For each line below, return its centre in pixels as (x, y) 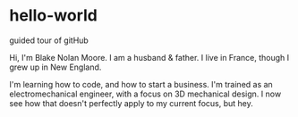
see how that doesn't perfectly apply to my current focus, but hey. (131, 103)
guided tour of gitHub (49, 40)
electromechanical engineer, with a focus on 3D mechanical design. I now (145, 94)
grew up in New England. (55, 67)
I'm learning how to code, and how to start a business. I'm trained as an (141, 84)
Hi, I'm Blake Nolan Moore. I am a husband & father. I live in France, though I (149, 57)
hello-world (54, 16)
